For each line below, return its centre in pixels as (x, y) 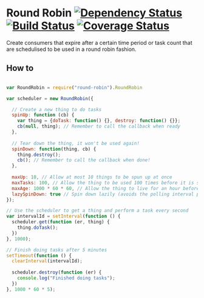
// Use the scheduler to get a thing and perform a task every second (97, 211)
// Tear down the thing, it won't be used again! (76, 143)
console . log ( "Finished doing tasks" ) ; (66, 278)
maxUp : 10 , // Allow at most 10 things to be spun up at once (92, 177)
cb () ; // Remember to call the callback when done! (84, 160)
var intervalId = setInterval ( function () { (63, 216)
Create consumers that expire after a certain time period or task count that (99, 42)
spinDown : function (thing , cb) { (54, 149)
